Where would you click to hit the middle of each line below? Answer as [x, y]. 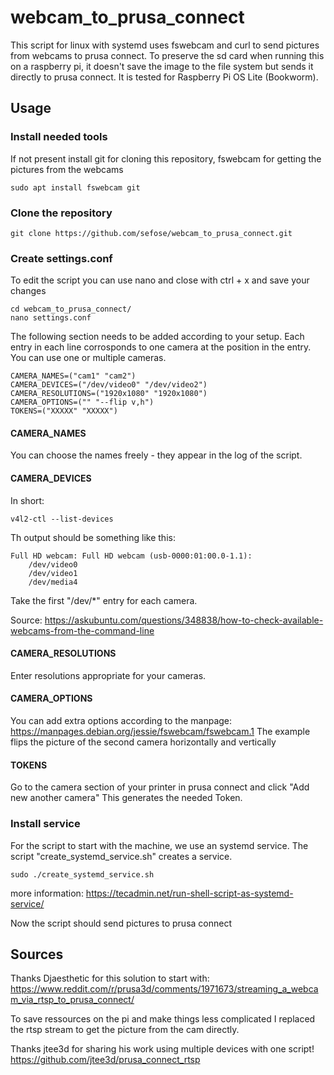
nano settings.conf [51, 318]
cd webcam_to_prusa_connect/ [71, 309]
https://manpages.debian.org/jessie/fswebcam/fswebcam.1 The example [160, 732]
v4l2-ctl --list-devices [62, 519]
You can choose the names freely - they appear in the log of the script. [156, 455]
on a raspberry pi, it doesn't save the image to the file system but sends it [162, 66]
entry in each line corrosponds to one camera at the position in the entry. [161, 347]
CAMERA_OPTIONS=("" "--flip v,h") [82, 402]
